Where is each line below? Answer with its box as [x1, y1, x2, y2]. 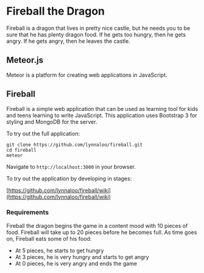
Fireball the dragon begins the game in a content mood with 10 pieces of [6, 222, 188, 229]
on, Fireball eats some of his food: [6, 235, 92, 242]
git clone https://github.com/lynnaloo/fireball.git [6, 141, 143, 147]
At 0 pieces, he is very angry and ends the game [15, 260, 138, 267]
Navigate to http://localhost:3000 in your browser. [6, 163, 136, 170]
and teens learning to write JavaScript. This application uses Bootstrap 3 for [6, 112, 197, 119]
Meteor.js [6, 55, 44, 65]
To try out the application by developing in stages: [6, 175, 132, 182]
